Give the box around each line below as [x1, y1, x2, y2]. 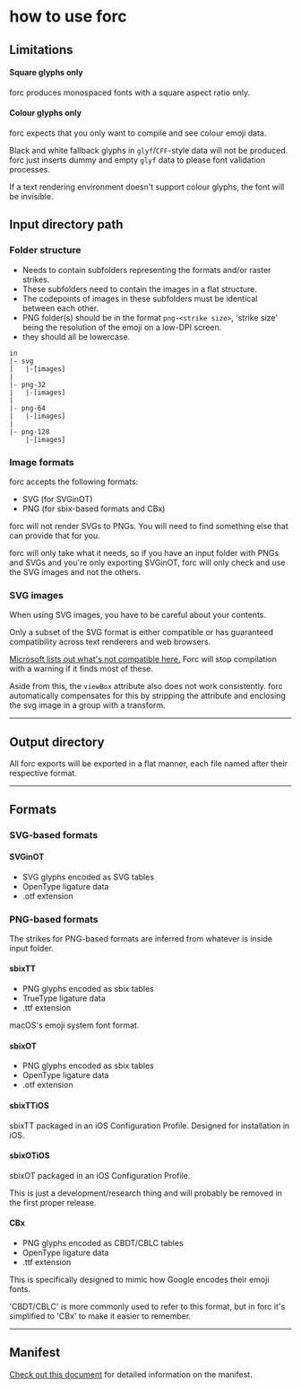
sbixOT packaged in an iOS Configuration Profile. [9, 1170, 191, 1180]
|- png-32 [9, 380, 47, 389]
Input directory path [9, 217, 124, 233]
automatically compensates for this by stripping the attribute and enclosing [9, 690, 287, 702]
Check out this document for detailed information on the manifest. [9, 1368, 253, 1380]
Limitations [9, 42, 73, 57]
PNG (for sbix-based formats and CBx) [21, 503, 166, 514]
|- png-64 [9, 403, 47, 412]
